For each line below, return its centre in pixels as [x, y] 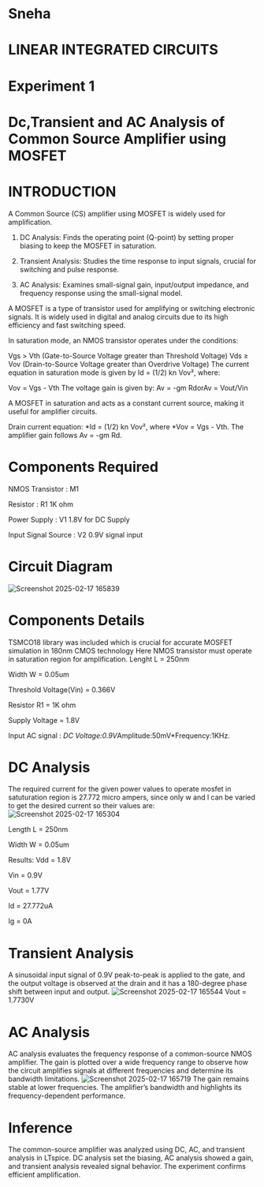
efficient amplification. [45, 1175]
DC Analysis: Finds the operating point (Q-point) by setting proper [126, 237]
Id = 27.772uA [31, 906]
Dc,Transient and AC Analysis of [117, 122]
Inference [41, 1127]
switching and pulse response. [69, 269]
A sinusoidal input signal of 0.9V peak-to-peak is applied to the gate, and [127, 975]
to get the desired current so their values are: [82, 806]
